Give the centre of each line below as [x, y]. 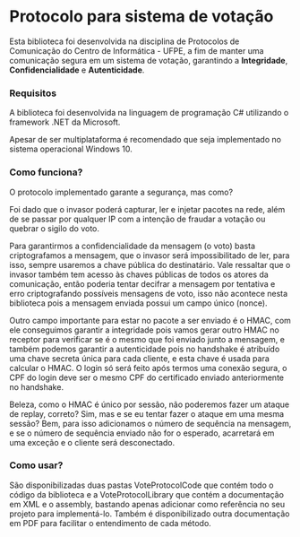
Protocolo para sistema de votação [141, 17]
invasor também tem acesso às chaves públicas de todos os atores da [139, 274]
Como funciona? [46, 172]
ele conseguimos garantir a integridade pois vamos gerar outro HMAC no [144, 330]
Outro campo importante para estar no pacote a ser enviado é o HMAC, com [150, 320]
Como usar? [36, 465]
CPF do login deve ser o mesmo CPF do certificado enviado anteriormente [147, 377]
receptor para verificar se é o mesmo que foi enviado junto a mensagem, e [147, 339]
